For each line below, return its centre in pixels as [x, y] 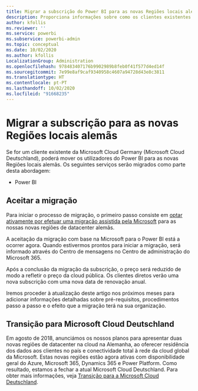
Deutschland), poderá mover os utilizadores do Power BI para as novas [92, 158]
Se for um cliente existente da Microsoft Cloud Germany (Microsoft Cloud [95, 152]
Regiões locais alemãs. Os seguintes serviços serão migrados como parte [96, 164]
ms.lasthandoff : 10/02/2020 [41, 88]
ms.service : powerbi [32, 34]
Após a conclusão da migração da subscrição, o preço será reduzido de [94, 269]
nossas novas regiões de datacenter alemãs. [60, 227]
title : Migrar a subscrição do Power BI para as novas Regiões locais [95, 11]
